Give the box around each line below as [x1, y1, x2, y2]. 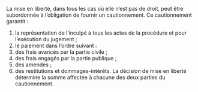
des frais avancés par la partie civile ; [14, 48, 108, 56]
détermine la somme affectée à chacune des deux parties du [14, 74, 166, 81]
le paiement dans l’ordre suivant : [14, 42, 97, 49]
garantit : [6, 18, 29, 24]
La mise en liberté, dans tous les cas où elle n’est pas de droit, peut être [6, 5, 184, 12]
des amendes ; [14, 61, 52, 68]
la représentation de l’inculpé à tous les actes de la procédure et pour [14, 29, 187, 36]
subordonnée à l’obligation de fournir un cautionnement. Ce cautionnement [6, 11, 192, 19]
